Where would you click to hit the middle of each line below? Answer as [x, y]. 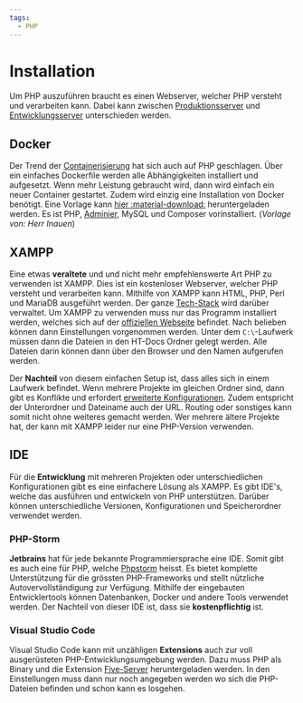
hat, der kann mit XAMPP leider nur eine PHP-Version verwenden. [132, 426]
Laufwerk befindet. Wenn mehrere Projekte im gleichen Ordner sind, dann [147, 388]
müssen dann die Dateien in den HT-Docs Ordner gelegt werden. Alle [138, 342]
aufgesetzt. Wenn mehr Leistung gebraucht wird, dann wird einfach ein [142, 185]
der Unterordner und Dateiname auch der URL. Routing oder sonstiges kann [151, 407]
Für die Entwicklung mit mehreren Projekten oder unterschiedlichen [137, 476]
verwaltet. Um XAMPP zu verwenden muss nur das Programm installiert [143, 313]
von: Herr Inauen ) [42, 224]
